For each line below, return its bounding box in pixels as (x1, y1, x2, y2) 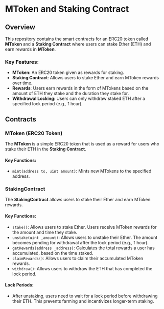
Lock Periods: (5, 282, 34, 288)
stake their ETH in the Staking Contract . (5, 146, 87, 152)
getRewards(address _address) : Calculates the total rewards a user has (12, 245, 155, 251)
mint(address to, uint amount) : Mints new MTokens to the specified (12, 168, 152, 174)
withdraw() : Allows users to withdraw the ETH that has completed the (12, 265, 153, 271)
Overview (5, 23, 36, 31)
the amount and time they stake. (12, 229, 77, 235)
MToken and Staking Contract (5, 3, 129, 15)
